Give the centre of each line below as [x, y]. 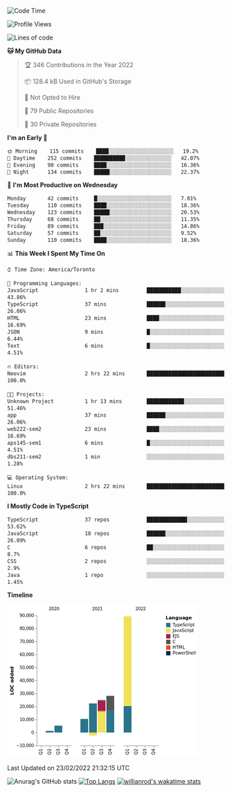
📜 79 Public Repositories [59, 111]
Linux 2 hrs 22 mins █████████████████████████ [116, 486]
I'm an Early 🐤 [27, 138]
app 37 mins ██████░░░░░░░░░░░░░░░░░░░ [116, 415]
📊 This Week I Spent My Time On [56, 253]
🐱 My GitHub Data [35, 51]
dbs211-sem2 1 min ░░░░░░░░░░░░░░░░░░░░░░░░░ [116, 457]
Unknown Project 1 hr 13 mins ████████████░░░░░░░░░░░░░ [116, 402]
